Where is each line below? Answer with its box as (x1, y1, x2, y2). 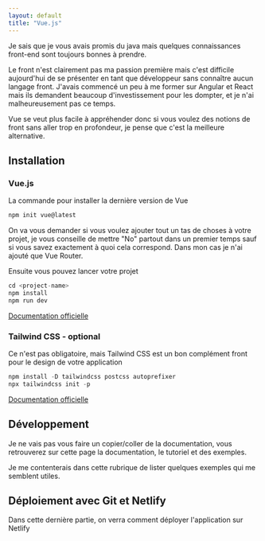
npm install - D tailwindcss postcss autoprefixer (8, 372, 177, 380)
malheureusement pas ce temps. (8, 99, 116, 108)
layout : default (8, 11, 62, 20)
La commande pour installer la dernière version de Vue (8, 196, 189, 205)
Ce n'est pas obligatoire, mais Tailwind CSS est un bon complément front (8, 348, 248, 358)
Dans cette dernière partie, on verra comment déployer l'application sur (8, 515, 244, 525)
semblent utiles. (8, 471, 60, 481)
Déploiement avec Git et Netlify (8, 494, 166, 508)
